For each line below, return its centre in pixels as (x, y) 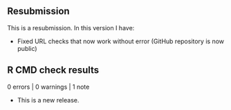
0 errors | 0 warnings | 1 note (48, 87)
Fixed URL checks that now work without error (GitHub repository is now (121, 41)
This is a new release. (48, 100)
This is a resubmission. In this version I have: (71, 27)
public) (27, 48)
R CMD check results (53, 70)
